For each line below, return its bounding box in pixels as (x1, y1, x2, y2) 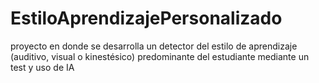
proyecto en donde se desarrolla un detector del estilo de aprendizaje (10, 40, 298, 52)
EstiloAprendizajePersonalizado (10, 7, 283, 30)
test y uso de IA (10, 61, 75, 73)
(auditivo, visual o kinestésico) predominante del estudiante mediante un (10, 50, 310, 62)
